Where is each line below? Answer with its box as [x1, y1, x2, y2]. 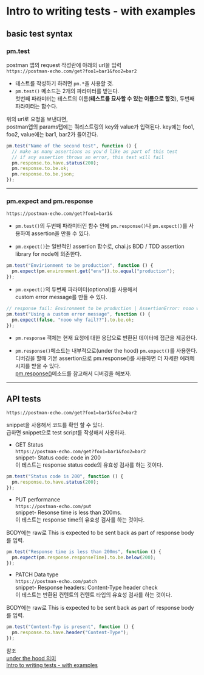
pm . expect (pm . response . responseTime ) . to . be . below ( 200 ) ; [12, 554, 156, 560]
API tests [6, 394, 41, 404]
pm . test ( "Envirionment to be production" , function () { [6, 263, 154, 269]
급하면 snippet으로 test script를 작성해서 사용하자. [6, 429, 126, 436]
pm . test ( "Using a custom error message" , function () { [6, 311, 151, 317]
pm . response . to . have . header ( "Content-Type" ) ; [12, 629, 129, 636]
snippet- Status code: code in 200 [15, 454, 101, 461]
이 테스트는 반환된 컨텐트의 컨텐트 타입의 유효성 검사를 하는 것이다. [15, 591, 172, 598]
